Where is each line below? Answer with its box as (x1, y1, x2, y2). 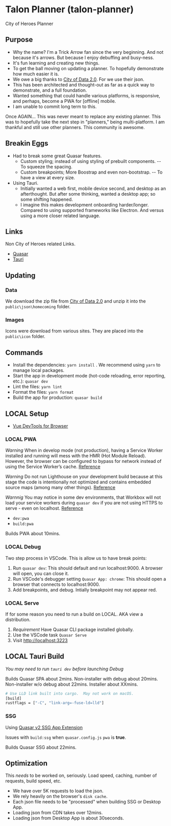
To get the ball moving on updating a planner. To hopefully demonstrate (12, 65, 164, 71)
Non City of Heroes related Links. (5, 241, 76, 247)
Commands (5, 348, 44, 357)
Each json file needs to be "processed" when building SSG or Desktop (12, 799, 161, 805)
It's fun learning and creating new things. (12, 60, 100, 66)
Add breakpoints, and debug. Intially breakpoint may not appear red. (12, 586, 157, 592)
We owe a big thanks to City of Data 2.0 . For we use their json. (12, 76, 144, 82)
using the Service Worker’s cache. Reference (5, 463, 101, 470)
